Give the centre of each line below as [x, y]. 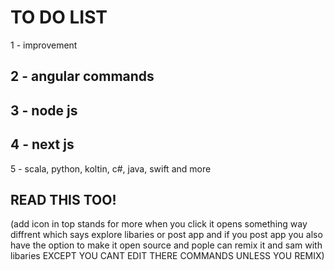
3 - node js [44, 110]
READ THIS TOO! [63, 199]
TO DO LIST [59, 17]
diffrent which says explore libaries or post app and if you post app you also [166, 235]
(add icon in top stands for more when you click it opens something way [159, 224]
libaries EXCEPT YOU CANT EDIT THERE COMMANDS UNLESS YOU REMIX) [167, 256]
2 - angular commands [82, 76]
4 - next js [42, 144]
